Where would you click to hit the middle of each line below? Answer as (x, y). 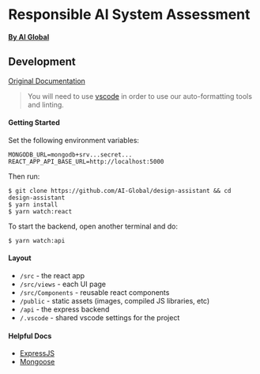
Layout (20, 258)
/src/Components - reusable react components (94, 293)
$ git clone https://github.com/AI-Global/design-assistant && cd (120, 191)
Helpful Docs (30, 336)
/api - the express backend (64, 309)
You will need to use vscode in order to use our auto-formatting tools (140, 96)
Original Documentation (47, 81)
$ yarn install (33, 204)
